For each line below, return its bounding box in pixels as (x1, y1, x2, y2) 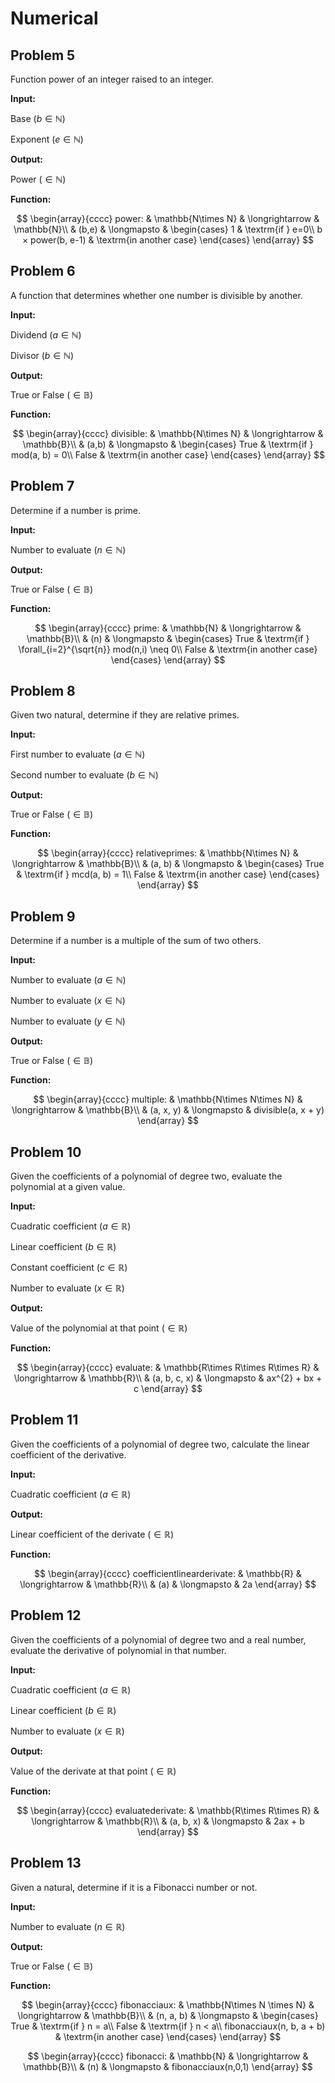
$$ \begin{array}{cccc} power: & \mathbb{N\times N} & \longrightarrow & (16, 213, 320, 224)
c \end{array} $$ (133, 1383, 203, 1395)
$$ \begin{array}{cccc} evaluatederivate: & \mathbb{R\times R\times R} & (16, 1804, 320, 1816)
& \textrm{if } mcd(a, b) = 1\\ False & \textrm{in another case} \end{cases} (16, 868, 320, 881)
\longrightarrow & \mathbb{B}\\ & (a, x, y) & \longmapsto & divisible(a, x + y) (11, 1104, 325, 1116)
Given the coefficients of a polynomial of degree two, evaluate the (10, 1170, 283, 1182)
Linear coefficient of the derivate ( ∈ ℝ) (10, 1528, 175, 1540)
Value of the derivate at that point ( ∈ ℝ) (10, 1765, 177, 1777)
